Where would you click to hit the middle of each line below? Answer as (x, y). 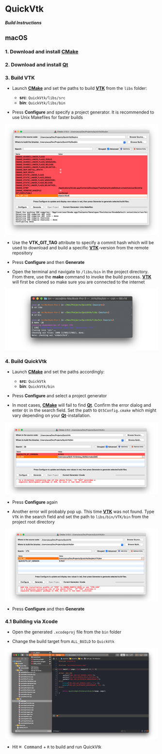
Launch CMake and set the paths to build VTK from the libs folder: (80, 88)
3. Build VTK (20, 78)
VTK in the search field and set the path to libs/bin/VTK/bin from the (80, 517)
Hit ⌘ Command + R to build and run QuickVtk (57, 747)
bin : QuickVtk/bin (37, 386)
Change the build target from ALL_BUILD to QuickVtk (63, 641)
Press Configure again (35, 502)
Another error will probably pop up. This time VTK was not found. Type (83, 512)
